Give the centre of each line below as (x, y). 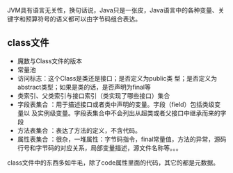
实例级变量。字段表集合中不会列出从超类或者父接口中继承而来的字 (132, 113)
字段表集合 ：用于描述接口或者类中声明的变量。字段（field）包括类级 (116, 104)
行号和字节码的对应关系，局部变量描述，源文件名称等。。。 (99, 147)
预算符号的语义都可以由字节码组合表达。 (83, 19)
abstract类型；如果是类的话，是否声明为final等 (84, 87)
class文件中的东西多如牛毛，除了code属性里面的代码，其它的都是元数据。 (113, 163)
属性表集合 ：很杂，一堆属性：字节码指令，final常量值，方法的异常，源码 (122, 139)
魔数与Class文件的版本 (50, 60)
